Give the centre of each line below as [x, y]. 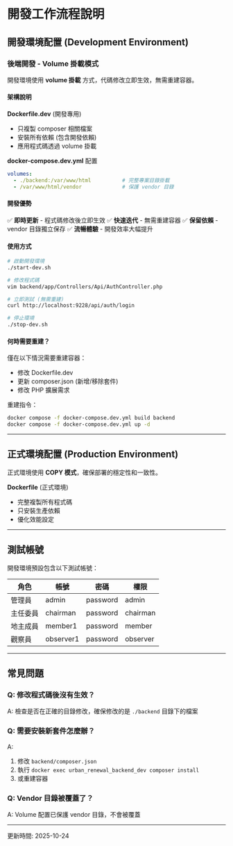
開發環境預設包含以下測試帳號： [53, 567]
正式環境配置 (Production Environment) [93, 455]
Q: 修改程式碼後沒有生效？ [51, 695]
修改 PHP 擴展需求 [43, 390]
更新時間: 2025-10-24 [38, 836]
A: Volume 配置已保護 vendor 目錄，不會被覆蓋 [74, 814]
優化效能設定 [35, 519]
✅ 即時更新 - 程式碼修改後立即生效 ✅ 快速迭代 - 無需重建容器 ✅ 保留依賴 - [113, 220]
